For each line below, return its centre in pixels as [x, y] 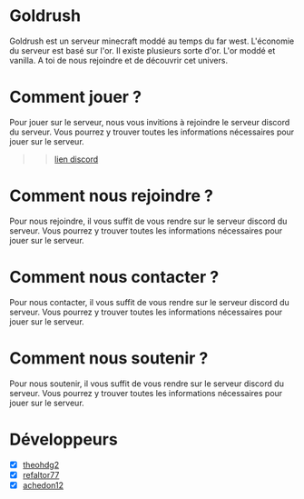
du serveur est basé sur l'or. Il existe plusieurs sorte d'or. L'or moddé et [142, 50]
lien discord [76, 159]
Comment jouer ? [76, 97]
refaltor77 [41, 474]
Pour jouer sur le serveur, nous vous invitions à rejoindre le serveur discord [150, 122]
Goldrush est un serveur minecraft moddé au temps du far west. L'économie [152, 41]
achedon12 [43, 485]
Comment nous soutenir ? [109, 358]
